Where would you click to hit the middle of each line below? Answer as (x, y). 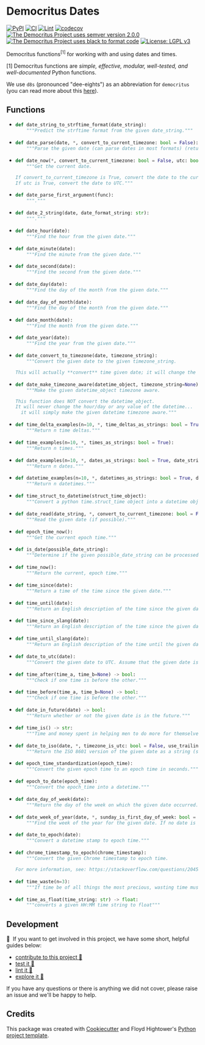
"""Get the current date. (59, 166)
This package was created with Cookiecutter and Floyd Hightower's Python (101, 1029)
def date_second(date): (45, 267)
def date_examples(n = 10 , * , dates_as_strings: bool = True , (93, 460)
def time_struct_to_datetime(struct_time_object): (81, 496)
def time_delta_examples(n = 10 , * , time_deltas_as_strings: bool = (101, 425)
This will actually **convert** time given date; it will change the (106, 372)
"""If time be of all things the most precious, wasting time (107, 887)
